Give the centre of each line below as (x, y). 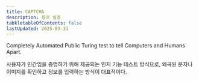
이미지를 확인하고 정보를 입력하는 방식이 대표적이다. (67, 72)
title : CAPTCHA (25, 12)
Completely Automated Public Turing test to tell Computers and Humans (96, 46)
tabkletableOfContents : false (44, 23)
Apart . (14, 52)
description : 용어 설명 (33, 17)
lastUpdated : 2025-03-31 (37, 28)
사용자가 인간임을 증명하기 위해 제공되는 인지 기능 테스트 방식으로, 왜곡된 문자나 (99, 64)
